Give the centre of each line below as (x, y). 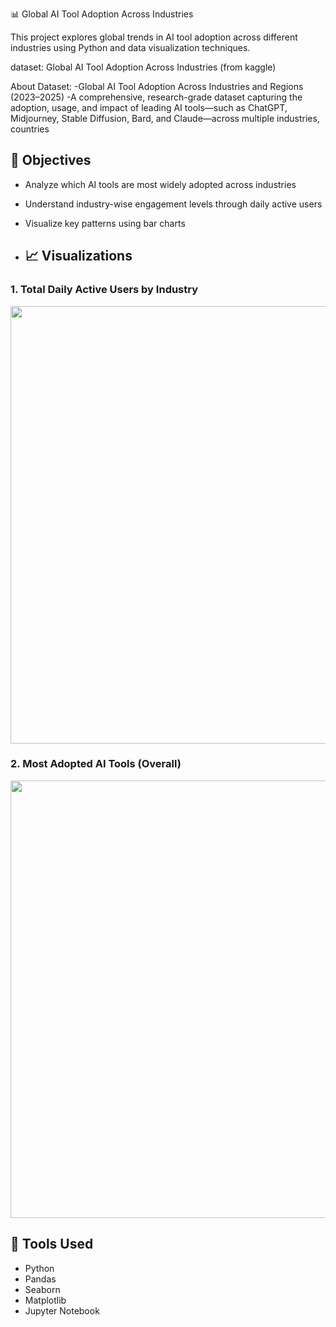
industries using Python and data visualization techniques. (130, 47)
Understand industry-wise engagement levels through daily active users (173, 204)
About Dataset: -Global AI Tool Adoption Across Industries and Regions (157, 86)
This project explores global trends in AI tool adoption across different (154, 37)
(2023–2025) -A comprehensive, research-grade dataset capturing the (156, 97)
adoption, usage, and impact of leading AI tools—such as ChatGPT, (149, 107)
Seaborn (42, 1289)
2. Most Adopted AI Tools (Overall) (96, 764)
